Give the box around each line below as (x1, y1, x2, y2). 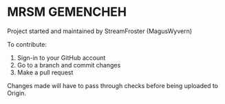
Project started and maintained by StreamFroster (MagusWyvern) (7, 27, 193, 35)
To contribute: (7, 40, 47, 48)
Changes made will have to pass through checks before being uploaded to (7, 81, 219, 90)
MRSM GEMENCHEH (7, 4, 127, 20)
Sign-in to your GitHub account (17, 53, 106, 62)
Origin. (7, 89, 26, 97)
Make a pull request (17, 68, 74, 76)
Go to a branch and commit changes (17, 61, 121, 69)
